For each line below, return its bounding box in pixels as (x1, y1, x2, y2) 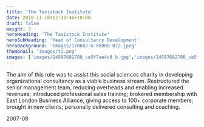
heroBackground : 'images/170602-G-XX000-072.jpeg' (6, 43, 137, 49)
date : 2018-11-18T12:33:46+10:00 (6, 15, 91, 21)
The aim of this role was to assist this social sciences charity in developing (6, 70, 193, 78)
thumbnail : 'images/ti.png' (6, 49, 78, 55)
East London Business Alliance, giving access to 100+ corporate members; (6, 97, 194, 104)
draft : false (6, 20, 39, 26)
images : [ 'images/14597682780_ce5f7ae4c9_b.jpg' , (6, 54, 135, 60)
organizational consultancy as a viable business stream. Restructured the (6, 77, 189, 84)
